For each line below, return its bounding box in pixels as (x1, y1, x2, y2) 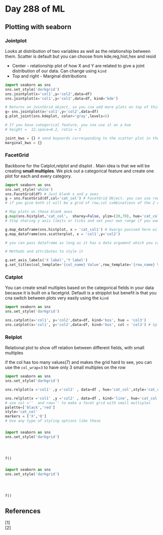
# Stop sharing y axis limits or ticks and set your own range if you (5, 218, 151, 223)
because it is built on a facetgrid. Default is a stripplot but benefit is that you (5, 290, 157, 296)
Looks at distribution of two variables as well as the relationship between (5, 48, 151, 54)
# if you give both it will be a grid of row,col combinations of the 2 (5, 200, 155, 206)
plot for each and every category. (5, 173, 72, 179)
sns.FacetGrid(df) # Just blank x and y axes (5, 192, 98, 196)
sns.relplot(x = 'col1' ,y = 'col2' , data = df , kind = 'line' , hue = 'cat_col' (5, 396, 160, 401)
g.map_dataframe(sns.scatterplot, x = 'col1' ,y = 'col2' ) (5, 231, 120, 236)
